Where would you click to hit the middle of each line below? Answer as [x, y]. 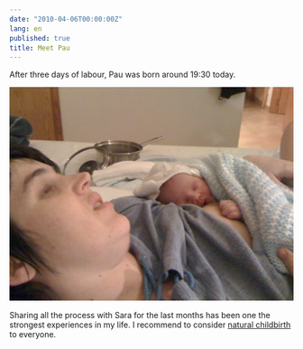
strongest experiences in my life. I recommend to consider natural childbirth [150, 325]
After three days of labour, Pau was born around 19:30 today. [123, 75]
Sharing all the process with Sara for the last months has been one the [140, 316]
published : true [40, 38]
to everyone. [33, 335]
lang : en [26, 28]
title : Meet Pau [40, 48]
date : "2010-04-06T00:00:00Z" [66, 19]
